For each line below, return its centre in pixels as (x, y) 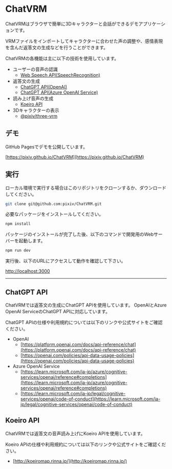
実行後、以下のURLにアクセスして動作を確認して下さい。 (66, 261)
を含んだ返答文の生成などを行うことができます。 (57, 47)
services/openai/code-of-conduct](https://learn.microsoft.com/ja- (90, 399)
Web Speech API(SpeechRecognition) (60, 75)
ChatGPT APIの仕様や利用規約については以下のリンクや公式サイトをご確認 (84, 322)
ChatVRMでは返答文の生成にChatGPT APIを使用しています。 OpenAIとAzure (86, 305)
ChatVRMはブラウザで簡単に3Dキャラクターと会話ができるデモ (72, 24)
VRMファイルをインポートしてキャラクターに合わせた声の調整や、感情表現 (84, 41)
